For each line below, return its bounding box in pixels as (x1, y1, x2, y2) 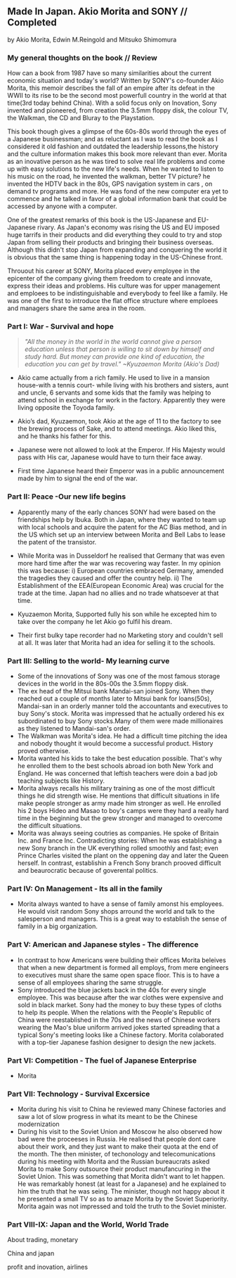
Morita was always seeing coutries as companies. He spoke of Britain (17, 829, 219, 837)
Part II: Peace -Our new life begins (7, 492, 126, 501)
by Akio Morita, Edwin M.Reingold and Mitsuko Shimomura (7, 35, 177, 44)
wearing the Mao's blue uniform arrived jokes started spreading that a (17, 1023, 220, 1031)
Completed (7, 17, 58, 29)
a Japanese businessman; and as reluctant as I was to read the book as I (7, 135, 218, 143)
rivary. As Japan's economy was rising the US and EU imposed (37, 223, 220, 231)
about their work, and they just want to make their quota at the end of (17, 1142, 219, 1151)
